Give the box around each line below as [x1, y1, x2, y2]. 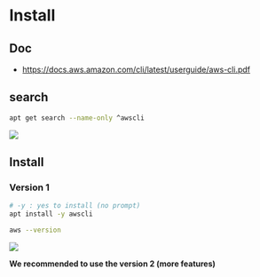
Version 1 [9, 181, 51, 194]
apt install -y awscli [9, 210, 93, 218]
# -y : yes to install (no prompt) [9, 202, 141, 210]
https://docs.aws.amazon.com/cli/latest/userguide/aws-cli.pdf [21, 64, 251, 75]
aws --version [9, 226, 62, 235]
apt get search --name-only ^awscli [9, 113, 145, 123]
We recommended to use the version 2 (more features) [9, 258, 216, 269]
